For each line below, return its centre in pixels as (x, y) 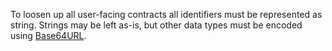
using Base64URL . (48, 35)
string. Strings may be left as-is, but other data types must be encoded (156, 25)
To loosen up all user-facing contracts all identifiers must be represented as (166, 14)
